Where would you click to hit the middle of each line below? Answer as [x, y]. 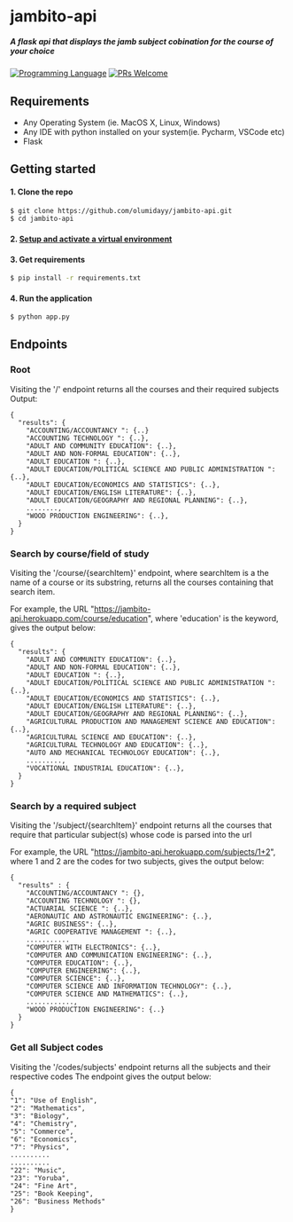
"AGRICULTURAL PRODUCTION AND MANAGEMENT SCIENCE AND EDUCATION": [151, 722]
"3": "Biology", [40, 1116]
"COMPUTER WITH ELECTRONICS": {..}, [94, 948]
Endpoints [39, 345]
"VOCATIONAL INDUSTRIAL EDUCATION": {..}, [105, 769]
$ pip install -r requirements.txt [76, 278]
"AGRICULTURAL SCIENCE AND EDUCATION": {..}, [112, 737]
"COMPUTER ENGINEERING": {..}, [84, 971]
